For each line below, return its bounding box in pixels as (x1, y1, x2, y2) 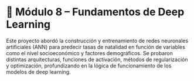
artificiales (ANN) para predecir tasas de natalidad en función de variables (6, 43, 186, 50)
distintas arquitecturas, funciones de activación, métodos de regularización (6, 56, 188, 63)
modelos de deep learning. (6, 68, 72, 75)
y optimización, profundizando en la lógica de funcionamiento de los (6, 62, 172, 69)
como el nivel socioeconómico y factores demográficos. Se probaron (6, 49, 173, 56)
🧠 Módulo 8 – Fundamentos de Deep (6, 5, 185, 19)
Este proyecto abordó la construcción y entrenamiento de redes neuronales (6, 37, 189, 44)
